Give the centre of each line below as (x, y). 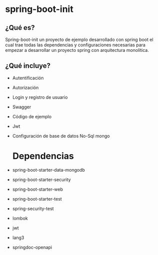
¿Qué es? (20, 28)
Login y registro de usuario (40, 97)
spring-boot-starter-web (38, 189)
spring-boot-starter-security (42, 179)
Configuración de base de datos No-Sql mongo (61, 136)
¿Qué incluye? (28, 66)
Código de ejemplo (32, 116)
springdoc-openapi (32, 247)
